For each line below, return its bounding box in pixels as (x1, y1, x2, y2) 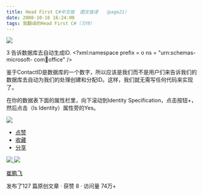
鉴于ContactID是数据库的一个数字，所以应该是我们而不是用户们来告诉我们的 (6, 68, 197, 76)
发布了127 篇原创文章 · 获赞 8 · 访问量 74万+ (6, 182, 116, 190)
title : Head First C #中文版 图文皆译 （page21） (6, 9, 129, 15)
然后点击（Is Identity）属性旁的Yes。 (6, 104, 99, 112)
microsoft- (6, 56, 33, 63)
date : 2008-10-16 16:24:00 (6, 15, 75, 21)
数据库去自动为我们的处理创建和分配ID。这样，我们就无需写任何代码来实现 (6, 76, 193, 83)
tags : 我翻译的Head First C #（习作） (6, 20, 95, 26)
